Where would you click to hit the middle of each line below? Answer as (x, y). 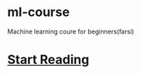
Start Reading (48, 60)
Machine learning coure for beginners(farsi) (71, 31)
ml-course (39, 12)
